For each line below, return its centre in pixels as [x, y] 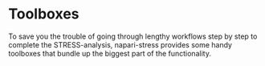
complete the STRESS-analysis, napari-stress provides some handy [120, 44]
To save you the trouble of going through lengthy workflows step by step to [133, 36]
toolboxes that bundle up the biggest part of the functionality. [110, 53]
